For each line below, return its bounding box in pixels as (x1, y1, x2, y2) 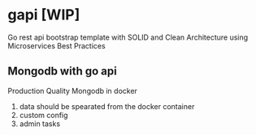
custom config (19, 110, 68, 120)
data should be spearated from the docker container (19, 101, 195, 111)
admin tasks (19, 119, 61, 129)
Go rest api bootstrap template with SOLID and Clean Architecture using (7, 32, 249, 42)
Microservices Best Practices (7, 40, 106, 50)
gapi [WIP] (7, 6, 80, 24)
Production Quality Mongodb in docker (7, 86, 137, 95)
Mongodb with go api (7, 65, 117, 78)
